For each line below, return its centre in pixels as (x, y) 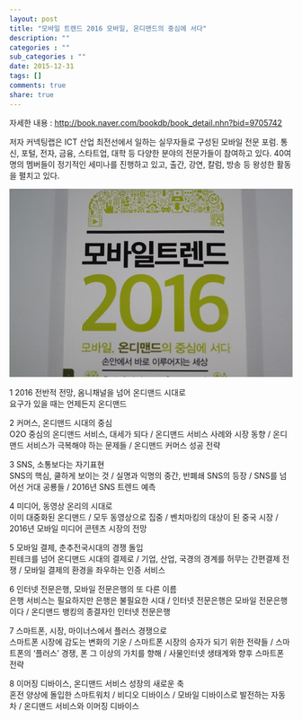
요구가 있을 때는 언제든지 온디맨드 (68, 404)
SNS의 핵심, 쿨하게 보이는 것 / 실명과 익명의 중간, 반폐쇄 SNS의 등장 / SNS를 (143, 476)
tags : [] (26, 76)
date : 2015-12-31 (42, 67)
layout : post (34, 19)
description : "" (40, 38)
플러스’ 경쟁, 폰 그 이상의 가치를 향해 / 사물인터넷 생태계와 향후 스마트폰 (160, 653)
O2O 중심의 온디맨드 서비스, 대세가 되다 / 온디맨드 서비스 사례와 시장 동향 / (140, 434)
